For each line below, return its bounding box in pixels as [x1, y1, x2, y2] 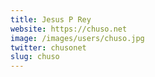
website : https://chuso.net [10, 24, 128, 34]
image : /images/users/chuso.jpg [10, 33, 145, 43]
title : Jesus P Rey [10, 14, 92, 25]
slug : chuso [10, 52, 60, 62]
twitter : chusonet [10, 42, 87, 53]
